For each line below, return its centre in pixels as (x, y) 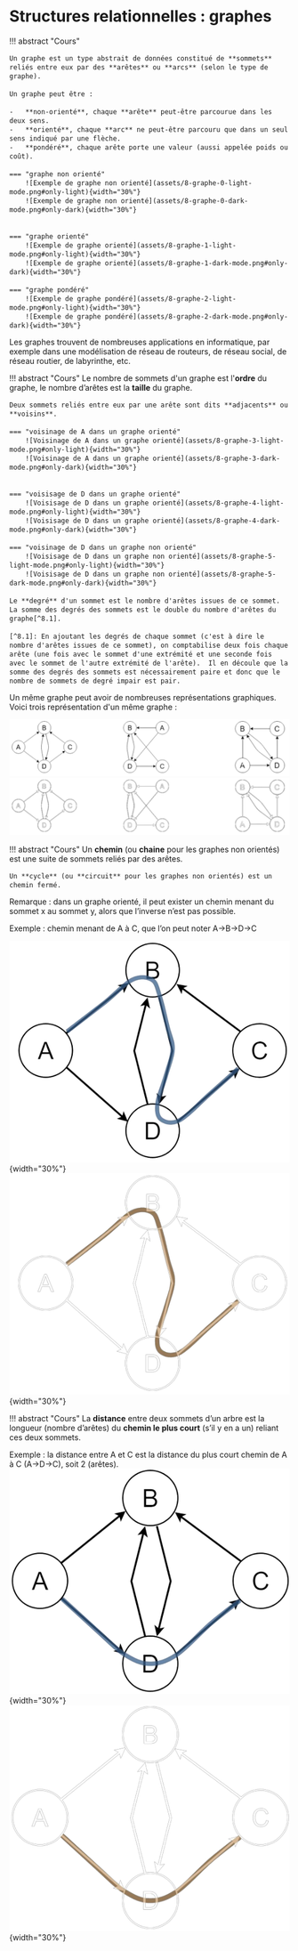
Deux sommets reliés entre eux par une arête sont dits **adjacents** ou (149, 405)
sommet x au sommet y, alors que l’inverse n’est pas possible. (123, 911)
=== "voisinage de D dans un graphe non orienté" (103, 547)
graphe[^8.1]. (36, 619)
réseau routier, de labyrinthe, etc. (70, 360)
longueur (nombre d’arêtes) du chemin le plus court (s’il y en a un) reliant (144, 1428)
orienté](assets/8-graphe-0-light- (186, 183)
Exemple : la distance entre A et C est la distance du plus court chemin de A (148, 1455)
